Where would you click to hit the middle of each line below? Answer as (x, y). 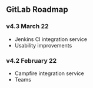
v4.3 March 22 (27, 26)
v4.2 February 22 (31, 60)
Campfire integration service (49, 73)
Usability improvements (43, 45)
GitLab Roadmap (37, 10)
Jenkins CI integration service (51, 39)
